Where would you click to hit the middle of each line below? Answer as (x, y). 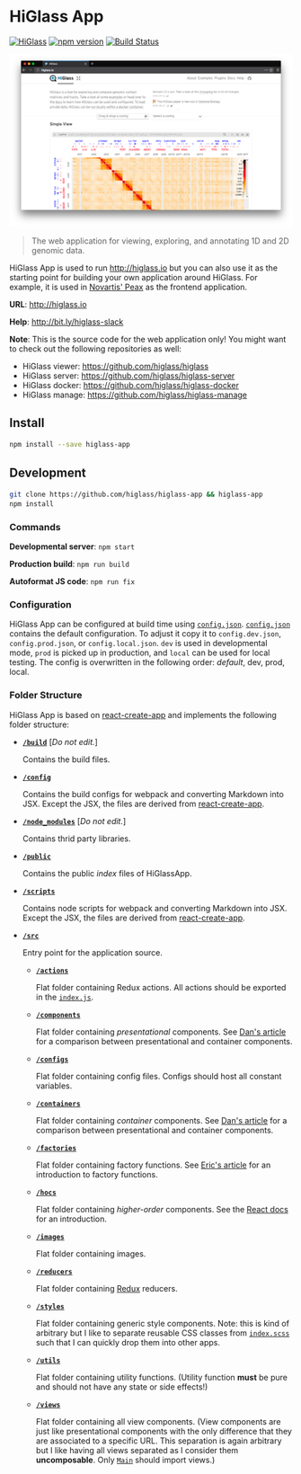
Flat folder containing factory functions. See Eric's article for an (153, 1165)
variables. (54, 1086)
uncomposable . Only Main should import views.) (125, 1460)
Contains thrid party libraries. (76, 839)
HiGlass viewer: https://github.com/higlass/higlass (115, 366)
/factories (56, 1148)
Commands (35, 527)
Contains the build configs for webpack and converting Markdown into (153, 794)
